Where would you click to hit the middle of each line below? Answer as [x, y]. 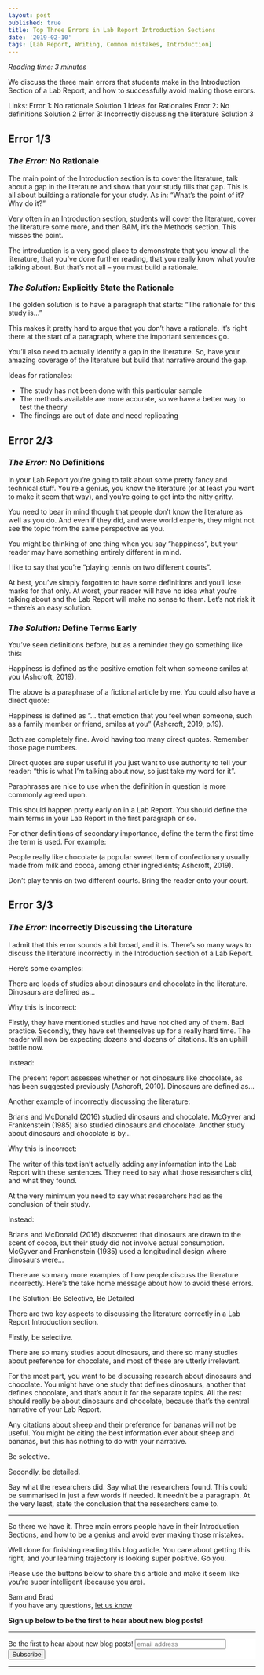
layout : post [29, 15]
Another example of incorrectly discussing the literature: [99, 1101]
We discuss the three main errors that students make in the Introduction [124, 82]
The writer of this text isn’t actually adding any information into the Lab [123, 1164]
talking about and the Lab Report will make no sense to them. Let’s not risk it [132, 599]
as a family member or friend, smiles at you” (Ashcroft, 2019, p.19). [116, 724]
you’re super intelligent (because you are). [77, 1582]
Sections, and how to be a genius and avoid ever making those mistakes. [126, 1534]
